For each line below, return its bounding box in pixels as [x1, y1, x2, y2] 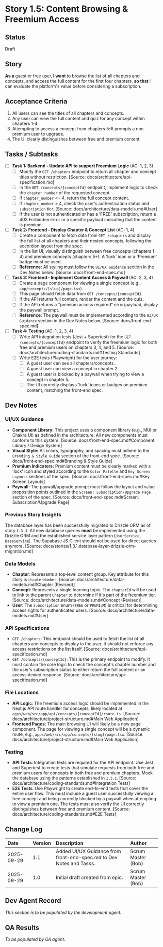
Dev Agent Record [5, 896, 62, 905]
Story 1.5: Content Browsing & [5, 3, 129, 15]
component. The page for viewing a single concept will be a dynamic [12, 726, 150, 732]
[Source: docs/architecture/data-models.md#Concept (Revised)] [12, 597, 142, 603]
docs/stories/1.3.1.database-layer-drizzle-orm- [43, 543, 136, 549]
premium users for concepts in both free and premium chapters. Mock [12, 770, 153, 776]
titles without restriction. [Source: [19, 174, 86, 180]
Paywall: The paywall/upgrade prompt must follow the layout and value [12, 483, 155, 489]
